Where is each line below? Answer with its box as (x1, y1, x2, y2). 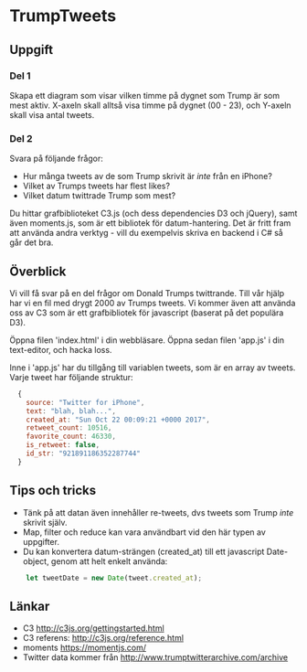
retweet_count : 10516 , (26, 423, 112, 432)
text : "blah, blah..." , (26, 406, 117, 416)
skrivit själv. (22, 517, 68, 528)
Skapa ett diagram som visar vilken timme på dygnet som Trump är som (9, 90, 281, 101)
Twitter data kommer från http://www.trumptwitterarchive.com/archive (22, 652, 289, 663)
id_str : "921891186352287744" (26, 449, 142, 458)
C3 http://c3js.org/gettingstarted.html (22, 623, 164, 634)
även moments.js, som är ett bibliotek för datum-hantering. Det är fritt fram (9, 218, 291, 229)
